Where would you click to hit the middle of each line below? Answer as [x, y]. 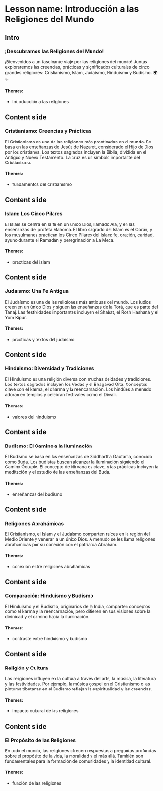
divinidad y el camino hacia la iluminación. [47, 617]
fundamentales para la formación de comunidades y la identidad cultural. [78, 761]
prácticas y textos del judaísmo [43, 339]
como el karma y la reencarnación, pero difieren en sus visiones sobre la [78, 611]
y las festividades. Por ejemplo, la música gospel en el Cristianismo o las [78, 684]
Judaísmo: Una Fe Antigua [37, 291]
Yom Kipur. [16, 317]
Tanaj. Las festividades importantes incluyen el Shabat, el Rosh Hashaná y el [82, 312]
